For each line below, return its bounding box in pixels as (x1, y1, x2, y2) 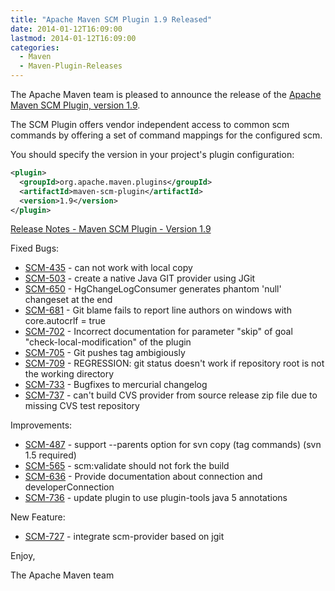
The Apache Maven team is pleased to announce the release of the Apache (10, 89, 322, 100)
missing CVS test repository (24, 400, 140, 412)
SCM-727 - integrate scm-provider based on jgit (24, 531, 225, 543)
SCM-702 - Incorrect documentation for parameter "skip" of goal (24, 326, 293, 338)
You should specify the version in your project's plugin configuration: (10, 149, 295, 160)
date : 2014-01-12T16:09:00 (10, 24, 123, 34)
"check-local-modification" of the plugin (24, 336, 192, 348)
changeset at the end (24, 294, 113, 306)
